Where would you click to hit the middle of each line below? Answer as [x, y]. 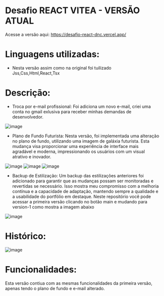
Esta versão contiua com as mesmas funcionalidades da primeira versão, [79, 283]
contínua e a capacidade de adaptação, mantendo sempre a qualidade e [85, 191]
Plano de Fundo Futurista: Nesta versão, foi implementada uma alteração [86, 136]
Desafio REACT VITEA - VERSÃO [73, 11]
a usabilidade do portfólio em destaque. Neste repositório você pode [82, 197]
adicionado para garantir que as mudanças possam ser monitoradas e [83, 181]
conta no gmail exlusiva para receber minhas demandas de [72, 111]
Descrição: [28, 93]
